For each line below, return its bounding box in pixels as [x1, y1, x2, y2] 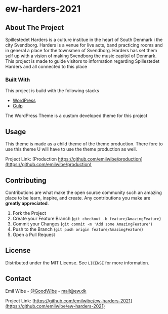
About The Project [5, 23, 64, 32]
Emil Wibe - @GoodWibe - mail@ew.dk [5, 288, 87, 294]
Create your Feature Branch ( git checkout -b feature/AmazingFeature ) [12, 215, 161, 221]
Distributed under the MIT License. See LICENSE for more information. [5, 259, 149, 266]
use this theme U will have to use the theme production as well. [5, 146, 137, 152]
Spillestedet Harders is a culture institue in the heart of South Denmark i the [5, 36, 163, 43]
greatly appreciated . [5, 200, 49, 206]
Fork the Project [12, 210, 47, 216]
